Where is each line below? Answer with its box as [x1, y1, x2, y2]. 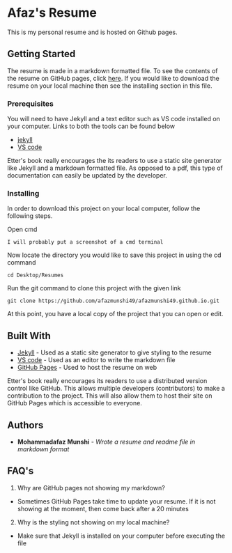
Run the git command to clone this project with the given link [7, 284, 181, 293]
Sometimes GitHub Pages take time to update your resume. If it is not [17, 497, 216, 506]
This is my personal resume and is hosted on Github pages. [7, 28, 178, 36]
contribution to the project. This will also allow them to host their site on [7, 391, 212, 400]
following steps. [7, 212, 53, 220]
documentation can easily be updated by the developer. [7, 171, 167, 180]
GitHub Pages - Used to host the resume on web [17, 364, 157, 372]
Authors [7, 419, 44, 431]
